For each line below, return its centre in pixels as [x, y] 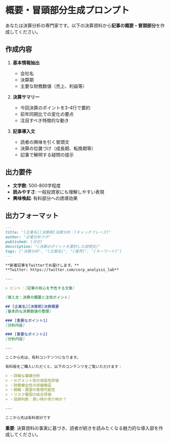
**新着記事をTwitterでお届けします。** [42, 265]
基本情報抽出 [26, 62]
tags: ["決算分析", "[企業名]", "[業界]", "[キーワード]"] [63, 251]
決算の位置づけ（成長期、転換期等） [58, 148]
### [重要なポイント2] [27, 334]
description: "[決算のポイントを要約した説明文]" [53, 246]
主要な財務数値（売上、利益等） [54, 86]
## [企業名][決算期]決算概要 [32, 306]
